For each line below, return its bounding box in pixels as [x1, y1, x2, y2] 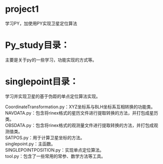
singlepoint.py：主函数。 [5, 141, 56, 147]
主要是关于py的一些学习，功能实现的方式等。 [5, 57, 97, 63]
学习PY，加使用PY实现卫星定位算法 [5, 20, 78, 26]
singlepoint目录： [5, 76, 79, 87]
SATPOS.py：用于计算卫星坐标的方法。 [5, 134, 85, 140]
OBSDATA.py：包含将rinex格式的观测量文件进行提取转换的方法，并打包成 [5, 122, 154, 128]
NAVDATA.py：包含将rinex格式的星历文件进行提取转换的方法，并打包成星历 [5, 110, 159, 116]
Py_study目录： [5, 40, 70, 51]
